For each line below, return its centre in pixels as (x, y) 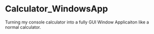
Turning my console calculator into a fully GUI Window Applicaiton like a (77, 22)
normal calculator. (23, 27)
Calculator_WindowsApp (57, 9)
